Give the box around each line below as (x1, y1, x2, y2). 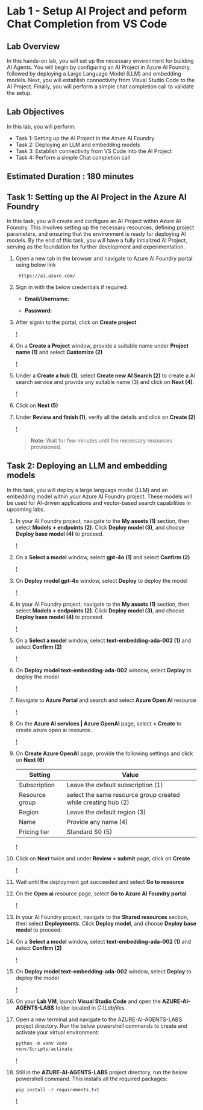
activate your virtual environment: (15, 1028, 99, 1036)
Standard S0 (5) (66, 827, 113, 836)
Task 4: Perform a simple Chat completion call (15, 154, 130, 161)
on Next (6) (15, 756, 45, 763)
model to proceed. (15, 926, 62, 933)
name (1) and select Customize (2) (15, 349, 103, 356)
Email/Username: (24, 295, 69, 303)
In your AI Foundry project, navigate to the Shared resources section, (15, 913, 189, 920)
